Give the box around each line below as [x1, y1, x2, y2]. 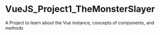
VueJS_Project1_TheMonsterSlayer [5, 3, 155, 15]
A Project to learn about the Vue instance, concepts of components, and [5, 20, 154, 26]
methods [5, 25, 23, 31]
